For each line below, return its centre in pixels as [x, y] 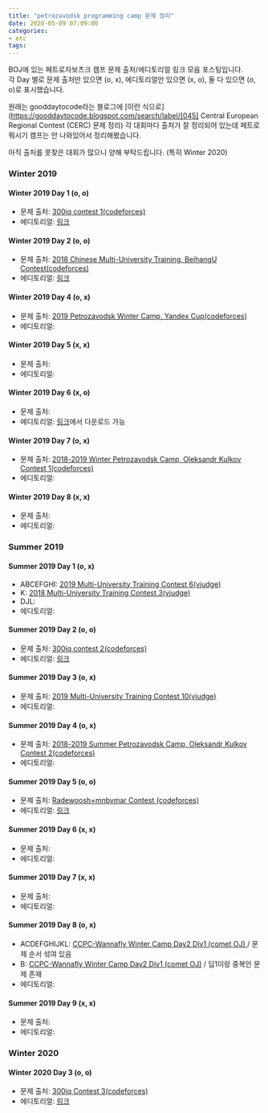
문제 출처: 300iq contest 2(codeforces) [83, 649]
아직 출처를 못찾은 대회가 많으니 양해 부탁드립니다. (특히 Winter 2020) [118, 153]
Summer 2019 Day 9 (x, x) [52, 1003]
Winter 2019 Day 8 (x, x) [49, 497]
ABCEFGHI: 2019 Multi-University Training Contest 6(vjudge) [120, 584]
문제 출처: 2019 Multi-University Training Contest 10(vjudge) [118, 696]
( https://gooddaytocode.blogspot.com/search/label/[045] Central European [134, 116]
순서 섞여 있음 [50, 954]
